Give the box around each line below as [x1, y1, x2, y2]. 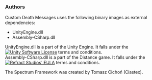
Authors [5, 3, 25, 10]
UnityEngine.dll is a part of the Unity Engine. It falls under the [5, 44, 128, 50]
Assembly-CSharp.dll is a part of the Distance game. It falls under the [5, 54, 146, 60]
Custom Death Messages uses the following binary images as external [5, 15, 147, 21]
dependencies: [5, 20, 35, 26]
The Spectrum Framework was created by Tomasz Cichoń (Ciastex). [5, 69, 143, 75]
